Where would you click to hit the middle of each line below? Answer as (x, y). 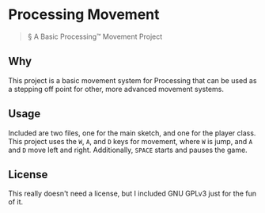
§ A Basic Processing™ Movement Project (95, 36)
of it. (16, 202)
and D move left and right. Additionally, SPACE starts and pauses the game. (128, 150)
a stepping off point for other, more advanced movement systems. (116, 89)
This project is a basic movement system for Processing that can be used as (132, 80)
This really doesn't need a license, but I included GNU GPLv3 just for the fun (132, 194)
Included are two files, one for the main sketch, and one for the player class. (132, 133)
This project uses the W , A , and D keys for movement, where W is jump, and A (131, 141)
